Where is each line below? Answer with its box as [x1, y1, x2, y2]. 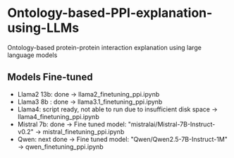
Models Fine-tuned [7, 71, 93, 83]
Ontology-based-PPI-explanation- [7, 5, 213, 21]
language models [7, 51, 58, 59]
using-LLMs [7, 20, 80, 36]
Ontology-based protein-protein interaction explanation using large [7, 43, 202, 51]
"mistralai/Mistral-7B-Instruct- [128, 120, 216, 128]
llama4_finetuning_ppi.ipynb [17, 112, 100, 121]
